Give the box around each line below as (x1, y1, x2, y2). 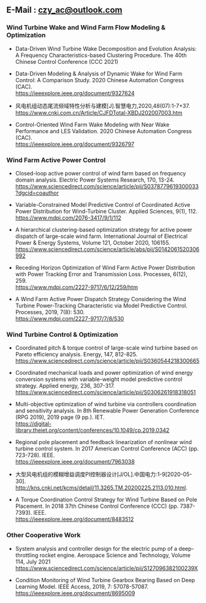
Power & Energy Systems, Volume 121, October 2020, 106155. (15, 239, 170, 246)
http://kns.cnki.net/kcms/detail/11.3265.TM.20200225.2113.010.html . (15, 484, 188, 491)
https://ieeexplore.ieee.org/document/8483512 (15, 515, 134, 523)
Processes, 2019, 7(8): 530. (15, 308, 85, 315)
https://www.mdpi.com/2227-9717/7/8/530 (15, 315, 124, 322)
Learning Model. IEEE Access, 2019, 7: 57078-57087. (15, 583, 149, 590)
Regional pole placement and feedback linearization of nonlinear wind (15, 439, 192, 446)
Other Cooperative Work (6, 531, 81, 539)
